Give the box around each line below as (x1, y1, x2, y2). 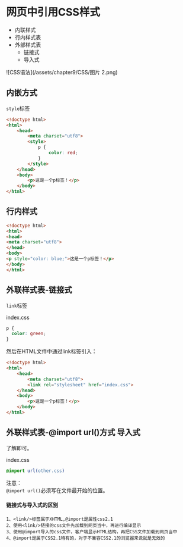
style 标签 (6, 105, 30, 112)
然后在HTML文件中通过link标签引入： (6, 348, 97, 355)
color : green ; (11, 331, 46, 337)
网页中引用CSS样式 (6, 5, 101, 19)
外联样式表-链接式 (6, 285, 72, 295)
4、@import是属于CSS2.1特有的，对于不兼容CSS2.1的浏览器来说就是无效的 (6, 535, 165, 541)
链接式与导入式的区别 (6, 501, 58, 509)
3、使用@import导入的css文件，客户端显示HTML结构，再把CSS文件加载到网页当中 (6, 529, 178, 535)
